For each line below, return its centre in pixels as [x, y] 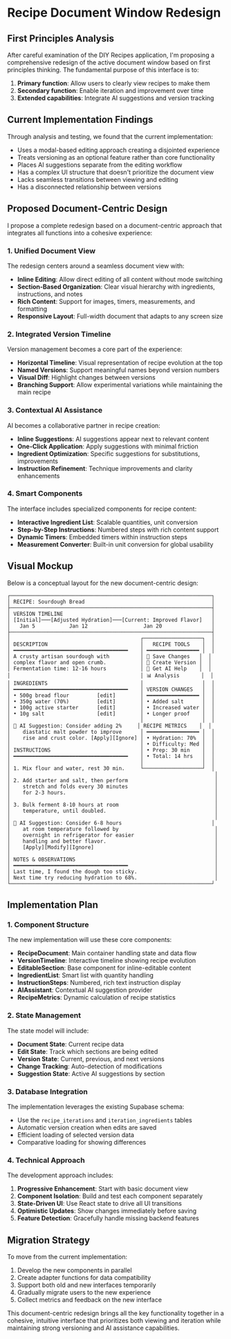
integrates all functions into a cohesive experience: [80, 233]
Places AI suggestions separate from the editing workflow [100, 165]
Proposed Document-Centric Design [87, 209]
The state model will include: [48, 1030]
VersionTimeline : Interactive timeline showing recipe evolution [107, 961]
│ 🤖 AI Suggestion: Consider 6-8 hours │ [111, 823]
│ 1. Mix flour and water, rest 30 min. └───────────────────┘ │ [111, 768]
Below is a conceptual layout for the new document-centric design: [103, 583]
